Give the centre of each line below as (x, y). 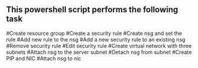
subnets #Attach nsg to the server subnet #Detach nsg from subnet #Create (99, 52)
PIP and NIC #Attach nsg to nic (44, 58)
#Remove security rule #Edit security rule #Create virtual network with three (99, 46)
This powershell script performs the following (92, 10)
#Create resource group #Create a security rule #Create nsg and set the (94, 33)
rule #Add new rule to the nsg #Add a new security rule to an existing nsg (96, 39)
